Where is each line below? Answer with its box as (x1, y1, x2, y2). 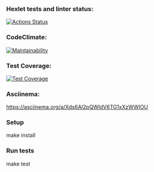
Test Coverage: (6, 61, 52, 70)
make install (6, 132, 36, 139)
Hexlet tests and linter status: (6, 5, 94, 13)
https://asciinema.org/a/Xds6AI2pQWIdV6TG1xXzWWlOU (6, 104, 148, 111)
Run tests (6, 146, 35, 155)
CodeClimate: (6, 33, 47, 42)
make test (6, 160, 31, 167)
